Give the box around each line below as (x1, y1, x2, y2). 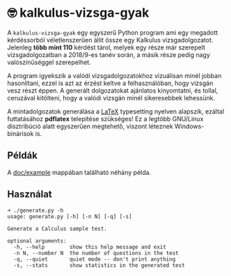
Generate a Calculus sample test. (7, 225, 108, 232)
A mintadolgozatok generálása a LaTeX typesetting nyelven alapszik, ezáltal (7, 107, 225, 116)
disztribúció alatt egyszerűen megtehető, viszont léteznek (7, 122, 173, 130)
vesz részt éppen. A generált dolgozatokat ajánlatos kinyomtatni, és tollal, (7, 86, 218, 95)
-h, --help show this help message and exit (13, 243, 167, 250)
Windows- (174, 122, 205, 130)
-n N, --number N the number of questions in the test (13, 250, 179, 256)
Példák (7, 150, 38, 162)
